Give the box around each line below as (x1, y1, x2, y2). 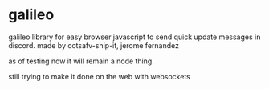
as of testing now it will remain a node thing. (8, 56, 154, 66)
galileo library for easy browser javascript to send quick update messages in (8, 32, 261, 42)
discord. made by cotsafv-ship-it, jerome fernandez (8, 40, 179, 50)
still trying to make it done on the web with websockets (8, 71, 190, 81)
